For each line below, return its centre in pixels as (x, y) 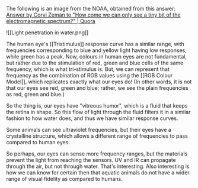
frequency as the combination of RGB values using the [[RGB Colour (90, 75)
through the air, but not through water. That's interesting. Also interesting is (98, 166)
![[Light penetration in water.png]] (47, 33)
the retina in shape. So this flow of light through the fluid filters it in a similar (98, 112)
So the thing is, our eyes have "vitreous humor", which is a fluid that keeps (97, 106)
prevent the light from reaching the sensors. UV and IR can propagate (91, 160)
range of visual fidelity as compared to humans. (64, 179)
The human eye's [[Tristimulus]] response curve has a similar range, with (95, 44)
